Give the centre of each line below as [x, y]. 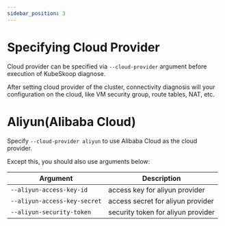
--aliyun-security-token [51, 212]
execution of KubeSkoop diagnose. [56, 73]
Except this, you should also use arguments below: [79, 161]
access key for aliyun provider [157, 190]
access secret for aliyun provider [161, 201]
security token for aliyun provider [162, 212]
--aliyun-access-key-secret [56, 201]
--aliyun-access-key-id [49, 190]
